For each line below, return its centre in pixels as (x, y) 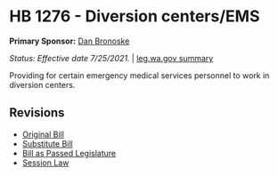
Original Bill (43, 134)
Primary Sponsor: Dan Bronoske (69, 41)
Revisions (37, 113)
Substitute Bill (47, 143)
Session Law (45, 163)
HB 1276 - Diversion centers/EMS (135, 16)
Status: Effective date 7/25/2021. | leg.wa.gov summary (111, 58)
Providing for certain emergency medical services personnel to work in (139, 75)
